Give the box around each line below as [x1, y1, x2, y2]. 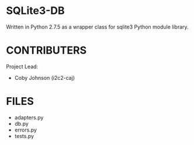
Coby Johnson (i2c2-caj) [14, 74, 75, 81]
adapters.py [14, 114, 44, 121]
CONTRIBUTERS [6, 44, 87, 57]
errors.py [14, 126, 37, 133]
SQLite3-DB [6, 4, 65, 17]
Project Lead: [6, 63, 39, 70]
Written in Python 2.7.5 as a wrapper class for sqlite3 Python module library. [6, 23, 189, 30]
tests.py [14, 132, 34, 139]
